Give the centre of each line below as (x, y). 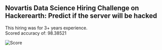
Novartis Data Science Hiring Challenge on (72, 8)
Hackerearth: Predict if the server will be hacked (81, 16)
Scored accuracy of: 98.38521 (36, 33)
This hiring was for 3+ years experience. (46, 28)
